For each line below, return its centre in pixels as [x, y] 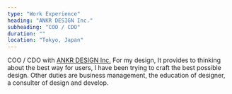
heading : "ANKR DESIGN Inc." [50, 20]
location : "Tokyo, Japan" [45, 40]
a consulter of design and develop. [58, 83]
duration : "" [27, 34]
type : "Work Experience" [44, 14]
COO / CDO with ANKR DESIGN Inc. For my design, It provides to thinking [114, 60]
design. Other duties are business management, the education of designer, [116, 76]
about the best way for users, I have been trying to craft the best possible [114, 68]
